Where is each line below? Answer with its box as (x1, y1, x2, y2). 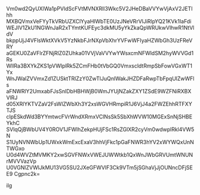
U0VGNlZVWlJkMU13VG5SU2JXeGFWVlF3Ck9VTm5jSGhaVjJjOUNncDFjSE (6, 164, 193, 171)
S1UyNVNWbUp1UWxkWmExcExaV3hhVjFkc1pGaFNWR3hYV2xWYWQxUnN (6, 139, 194, 145)
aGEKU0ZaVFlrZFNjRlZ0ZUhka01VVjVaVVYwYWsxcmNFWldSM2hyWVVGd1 (6, 50, 194, 56)
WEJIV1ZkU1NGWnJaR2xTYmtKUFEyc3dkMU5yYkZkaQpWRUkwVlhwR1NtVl (6, 24, 195, 31)
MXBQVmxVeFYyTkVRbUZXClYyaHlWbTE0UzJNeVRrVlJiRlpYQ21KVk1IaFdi (6, 18, 192, 25)
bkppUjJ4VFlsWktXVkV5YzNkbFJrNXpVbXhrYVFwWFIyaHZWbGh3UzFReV (6, 37, 193, 44)
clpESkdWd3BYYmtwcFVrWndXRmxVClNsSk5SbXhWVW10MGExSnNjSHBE (6, 113, 193, 120)
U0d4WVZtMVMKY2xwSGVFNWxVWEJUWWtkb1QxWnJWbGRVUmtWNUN (6, 151, 193, 158)
